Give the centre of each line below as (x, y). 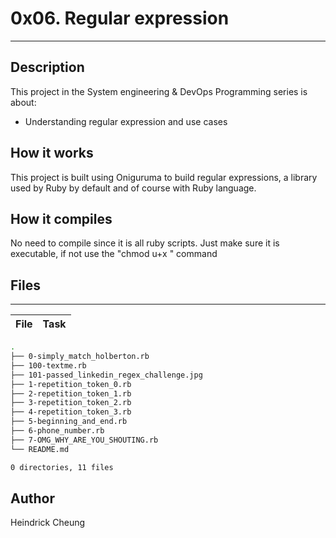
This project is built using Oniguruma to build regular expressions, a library (164, 177)
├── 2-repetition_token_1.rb (71, 393)
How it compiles (61, 218)
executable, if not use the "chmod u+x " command (114, 254)
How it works (52, 153)
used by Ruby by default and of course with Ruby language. (133, 188)
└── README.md (40, 449)
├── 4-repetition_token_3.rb (71, 412)
